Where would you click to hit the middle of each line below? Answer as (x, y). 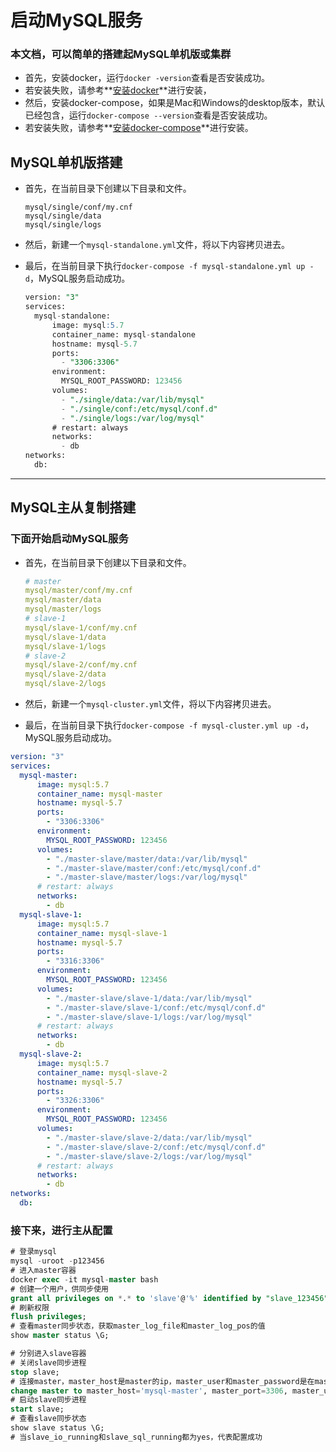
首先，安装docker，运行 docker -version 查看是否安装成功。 (147, 78)
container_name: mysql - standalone (123, 334)
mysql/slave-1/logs (65, 646)
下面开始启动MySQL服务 (69, 539)
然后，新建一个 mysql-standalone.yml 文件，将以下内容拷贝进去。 (157, 245)
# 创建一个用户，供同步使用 (60, 1289)
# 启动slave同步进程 (48, 1400)
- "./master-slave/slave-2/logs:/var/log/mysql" (149, 1156)
